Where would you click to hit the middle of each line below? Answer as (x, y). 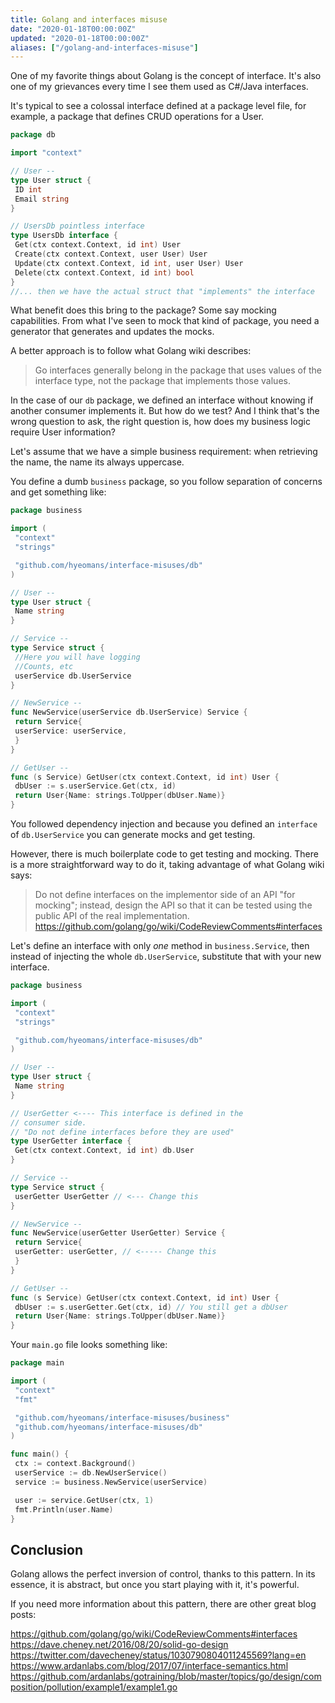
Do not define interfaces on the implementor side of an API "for (165, 894)
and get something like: (58, 492)
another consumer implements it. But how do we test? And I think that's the (165, 411)
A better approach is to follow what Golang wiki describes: (131, 351)
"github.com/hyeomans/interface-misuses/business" (122, 1417)
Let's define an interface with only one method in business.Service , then (160, 945)
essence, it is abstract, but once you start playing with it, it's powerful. (155, 1585)
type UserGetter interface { (71, 1141)
